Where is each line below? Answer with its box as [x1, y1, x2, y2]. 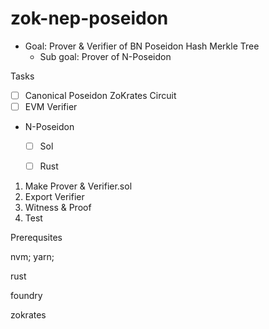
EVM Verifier [24, 101, 78, 112]
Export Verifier [24, 191, 85, 203]
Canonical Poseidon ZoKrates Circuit [24, 89, 177, 101]
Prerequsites [10, 232, 63, 244]
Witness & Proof [24, 202, 92, 214]
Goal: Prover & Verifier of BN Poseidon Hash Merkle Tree [24, 40, 260, 52]
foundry [10, 290, 43, 302]
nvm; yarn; [10, 251, 55, 263]
